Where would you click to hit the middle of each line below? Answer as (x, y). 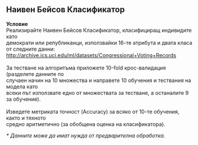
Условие (17, 24)
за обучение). (24, 99)
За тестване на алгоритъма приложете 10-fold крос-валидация (86, 68)
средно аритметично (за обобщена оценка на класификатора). (86, 124)
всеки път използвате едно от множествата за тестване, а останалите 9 (98, 93)
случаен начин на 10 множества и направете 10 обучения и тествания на (99, 80)
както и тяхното (26, 118)
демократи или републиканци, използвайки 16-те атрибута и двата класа (99, 42)
